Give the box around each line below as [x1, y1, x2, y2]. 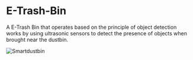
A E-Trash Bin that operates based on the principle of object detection [6, 24, 177, 31]
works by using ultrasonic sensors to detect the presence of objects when [6, 29, 188, 36]
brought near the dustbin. [6, 36, 69, 43]
